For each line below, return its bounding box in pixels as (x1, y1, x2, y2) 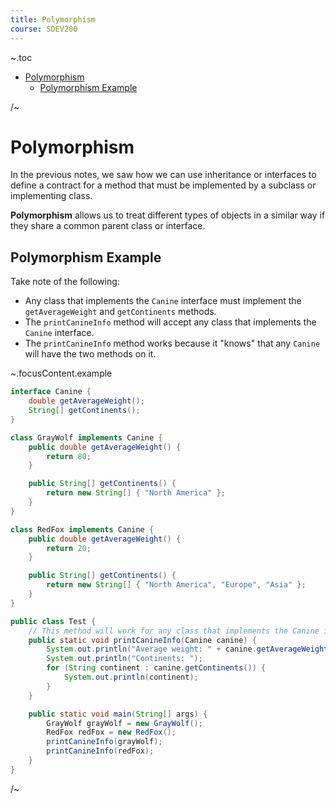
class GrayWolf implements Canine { (10, 432, 163, 443)
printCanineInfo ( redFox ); (46, 746, 155, 756)
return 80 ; (46, 451, 92, 461)
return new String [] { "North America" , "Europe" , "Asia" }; (46, 580, 307, 590)
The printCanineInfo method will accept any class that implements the (24, 316, 317, 328)
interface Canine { (10, 387, 92, 397)
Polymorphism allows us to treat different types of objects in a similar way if (10, 209, 326, 221)
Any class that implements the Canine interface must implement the (24, 295, 302, 307)
